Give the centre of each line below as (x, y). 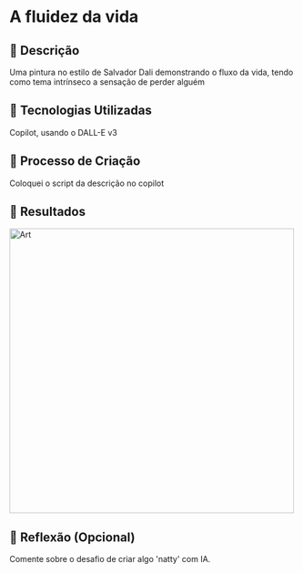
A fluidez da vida (74, 17)
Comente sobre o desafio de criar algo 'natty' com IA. (110, 559)
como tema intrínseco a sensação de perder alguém (107, 82)
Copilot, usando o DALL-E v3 (64, 132)
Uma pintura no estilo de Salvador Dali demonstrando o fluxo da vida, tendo (151, 72)
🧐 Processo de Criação (75, 161)
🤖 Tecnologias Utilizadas (81, 111)
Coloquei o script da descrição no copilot (87, 183)
